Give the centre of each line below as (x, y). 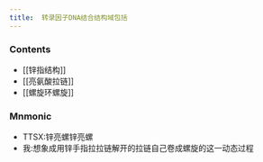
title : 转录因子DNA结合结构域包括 (68, 18)
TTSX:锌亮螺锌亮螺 (58, 137)
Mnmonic (31, 116)
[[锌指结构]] (44, 69)
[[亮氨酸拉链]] (48, 81)
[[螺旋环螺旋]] (48, 92)
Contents (30, 49)
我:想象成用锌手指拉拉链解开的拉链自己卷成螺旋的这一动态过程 (138, 148)
